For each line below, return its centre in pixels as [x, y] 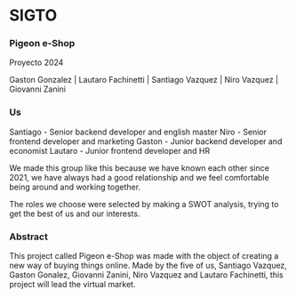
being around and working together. [75, 187]
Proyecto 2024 [36, 62]
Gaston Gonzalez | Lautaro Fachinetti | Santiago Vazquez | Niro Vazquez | [144, 80]
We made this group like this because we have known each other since [139, 168]
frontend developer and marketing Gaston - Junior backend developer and [146, 141]
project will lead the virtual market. [72, 285]
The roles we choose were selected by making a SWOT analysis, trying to [144, 204]
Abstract [29, 237]
